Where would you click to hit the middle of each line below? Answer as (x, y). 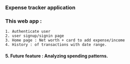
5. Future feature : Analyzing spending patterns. (57, 56)
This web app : (23, 21)
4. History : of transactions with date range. (56, 45)
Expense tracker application (40, 8)
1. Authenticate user (28, 32)
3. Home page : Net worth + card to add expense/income (65, 40)
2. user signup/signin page (35, 36)
